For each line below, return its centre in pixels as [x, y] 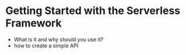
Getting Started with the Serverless [93, 11]
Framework [34, 23]
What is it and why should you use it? [59, 39]
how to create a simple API [46, 46]
